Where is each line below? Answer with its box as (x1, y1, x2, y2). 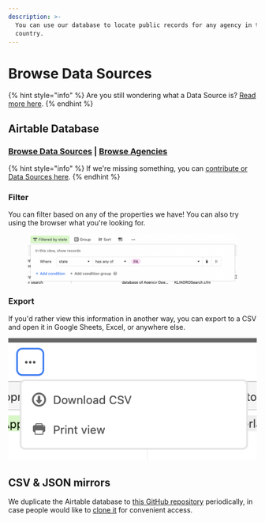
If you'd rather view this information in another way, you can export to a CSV (8, 313, 257, 323)
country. (15, 29, 44, 37)
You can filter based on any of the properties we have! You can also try (8, 210, 239, 219)
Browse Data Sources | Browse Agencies (8, 146, 168, 157)
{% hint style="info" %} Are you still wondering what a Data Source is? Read (8, 91, 256, 100)
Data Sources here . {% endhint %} (8, 172, 121, 181)
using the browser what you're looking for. (8, 218, 146, 228)
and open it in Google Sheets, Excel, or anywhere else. (8, 322, 186, 331)
